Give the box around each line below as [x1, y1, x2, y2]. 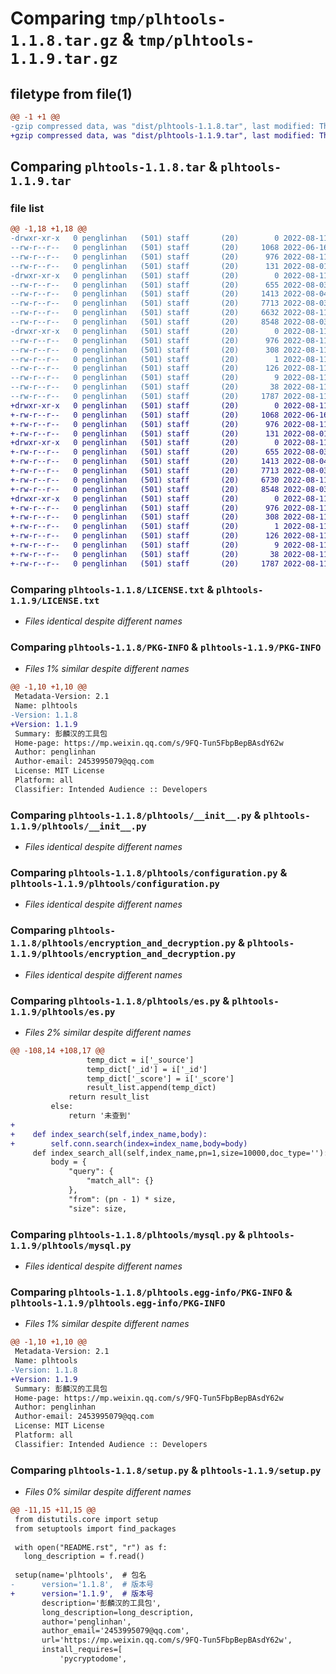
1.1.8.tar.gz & [10, 28, 135, 51]
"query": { [68, 1167, 114, 1177]
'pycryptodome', [59, 1654, 128, 1664]
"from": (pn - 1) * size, [68, 1194, 177, 1204]
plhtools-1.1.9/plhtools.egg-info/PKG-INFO [10, 1297, 226, 1309]
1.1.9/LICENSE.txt [10, 595, 100, 606]
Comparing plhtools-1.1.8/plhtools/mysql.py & [10, 1227, 246, 1241]
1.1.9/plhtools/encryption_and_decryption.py [10, 948, 237, 960]
